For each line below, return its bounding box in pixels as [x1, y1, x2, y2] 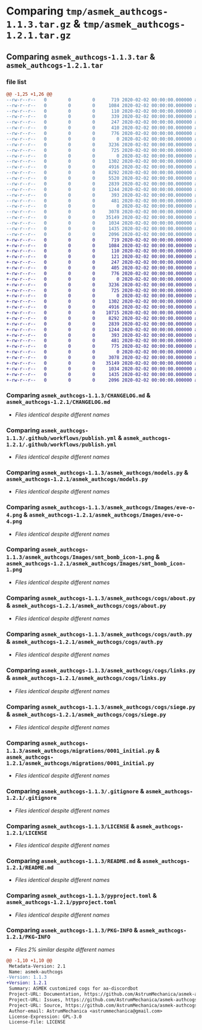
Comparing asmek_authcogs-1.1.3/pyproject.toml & [6, 891, 158, 900]
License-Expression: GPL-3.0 [8, 1014, 82, 1020]
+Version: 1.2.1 [6, 980, 47, 986]
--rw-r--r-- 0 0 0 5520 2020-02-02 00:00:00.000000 [6, 175, 192, 181]
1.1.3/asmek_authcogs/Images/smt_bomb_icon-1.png [6, 554, 155, 561]
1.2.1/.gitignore [6, 794, 57, 802]
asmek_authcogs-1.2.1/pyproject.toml [6, 899, 117, 906]
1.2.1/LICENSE [6, 829, 47, 836]
